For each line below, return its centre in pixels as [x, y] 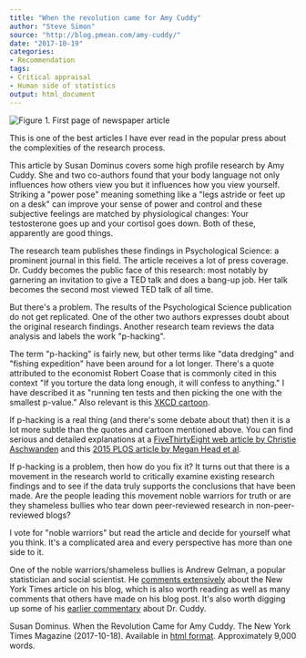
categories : [32, 52]
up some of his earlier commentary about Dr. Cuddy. [108, 608]
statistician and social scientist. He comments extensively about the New [146, 579]
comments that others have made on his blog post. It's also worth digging [148, 599]
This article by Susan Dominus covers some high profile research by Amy [147, 165]
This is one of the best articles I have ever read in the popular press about [148, 138]
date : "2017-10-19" [46, 43]
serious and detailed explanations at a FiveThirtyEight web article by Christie [153, 439]
